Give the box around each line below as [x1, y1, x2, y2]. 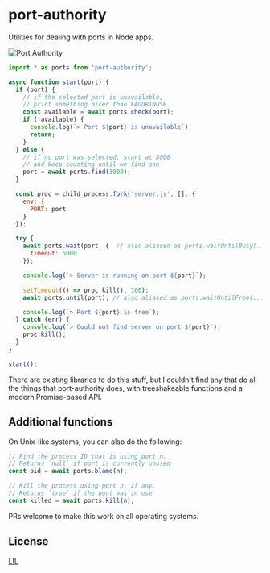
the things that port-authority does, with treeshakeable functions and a [8, 383, 243, 392]
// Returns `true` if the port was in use [8, 489, 153, 497]
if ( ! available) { [22, 115, 84, 124]
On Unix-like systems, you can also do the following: [8, 437, 182, 446]
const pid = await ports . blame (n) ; [8, 467, 128, 475]
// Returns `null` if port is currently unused [8, 459, 171, 468]
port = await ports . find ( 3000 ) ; [22, 168, 131, 176]
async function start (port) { [8, 78, 110, 86]
